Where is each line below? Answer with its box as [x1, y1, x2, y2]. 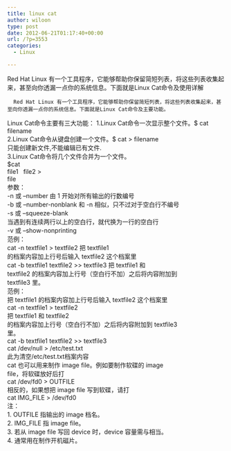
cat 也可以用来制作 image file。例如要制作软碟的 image [7, 361, 164, 369]
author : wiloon [7, 17, 51, 24]
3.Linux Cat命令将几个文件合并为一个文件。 [7, 152, 131, 160]
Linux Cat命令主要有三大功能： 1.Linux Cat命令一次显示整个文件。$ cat [7, 118, 209, 127]
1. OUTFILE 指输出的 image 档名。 [7, 410, 104, 418]
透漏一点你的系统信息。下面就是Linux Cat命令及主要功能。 [22, 105, 169, 113]
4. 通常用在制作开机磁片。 [7, 436, 82, 444]
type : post [7, 23, 39, 30]
